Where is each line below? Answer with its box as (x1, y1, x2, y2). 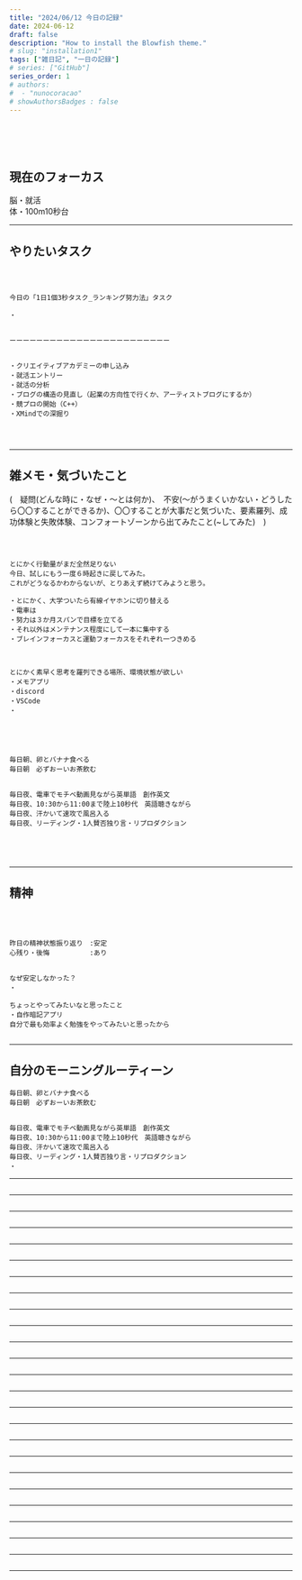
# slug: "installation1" (9, 47, 102, 56)
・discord (9, 687, 45, 696)
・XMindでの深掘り (9, 409, 70, 418)
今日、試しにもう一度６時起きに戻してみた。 (9, 569, 150, 578)
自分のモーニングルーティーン (9, 1063, 173, 1078)
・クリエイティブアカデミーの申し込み (9, 361, 130, 370)
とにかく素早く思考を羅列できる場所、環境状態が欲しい (9, 668, 183, 677)
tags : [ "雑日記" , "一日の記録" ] (9, 55, 120, 64)
